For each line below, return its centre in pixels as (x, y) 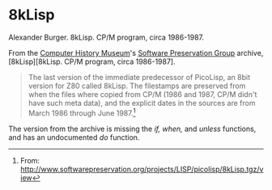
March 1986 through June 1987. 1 (82, 112)
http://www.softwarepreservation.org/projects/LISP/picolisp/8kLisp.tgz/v (142, 169)
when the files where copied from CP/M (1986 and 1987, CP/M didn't (142, 94)
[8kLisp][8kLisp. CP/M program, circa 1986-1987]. (92, 61)
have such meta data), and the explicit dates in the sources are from (142, 103)
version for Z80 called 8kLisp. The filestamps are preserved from (137, 86)
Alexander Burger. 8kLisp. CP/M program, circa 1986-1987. (106, 37)
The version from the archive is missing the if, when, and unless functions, (132, 129)
